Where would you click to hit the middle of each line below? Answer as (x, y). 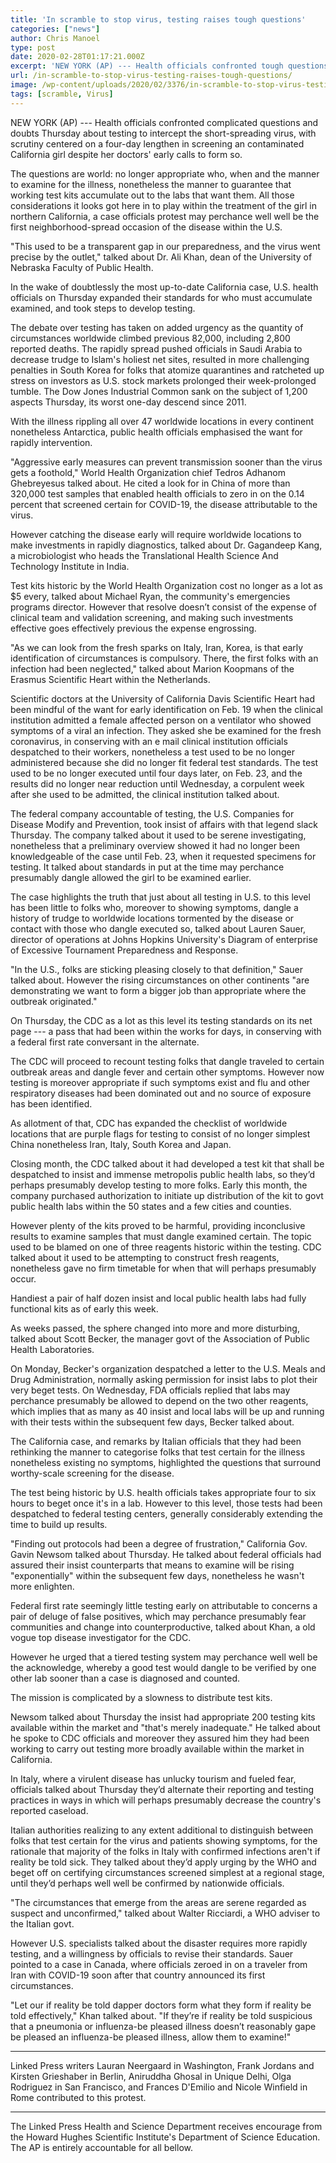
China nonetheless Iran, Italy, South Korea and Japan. (121, 1144)
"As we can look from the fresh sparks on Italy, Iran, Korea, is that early (157, 647)
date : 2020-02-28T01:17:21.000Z (77, 57)
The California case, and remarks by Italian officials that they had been (156, 1441)
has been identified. (51, 1103)
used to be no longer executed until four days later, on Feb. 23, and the (156, 773)
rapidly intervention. (51, 442)
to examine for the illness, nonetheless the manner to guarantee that (151, 184)
